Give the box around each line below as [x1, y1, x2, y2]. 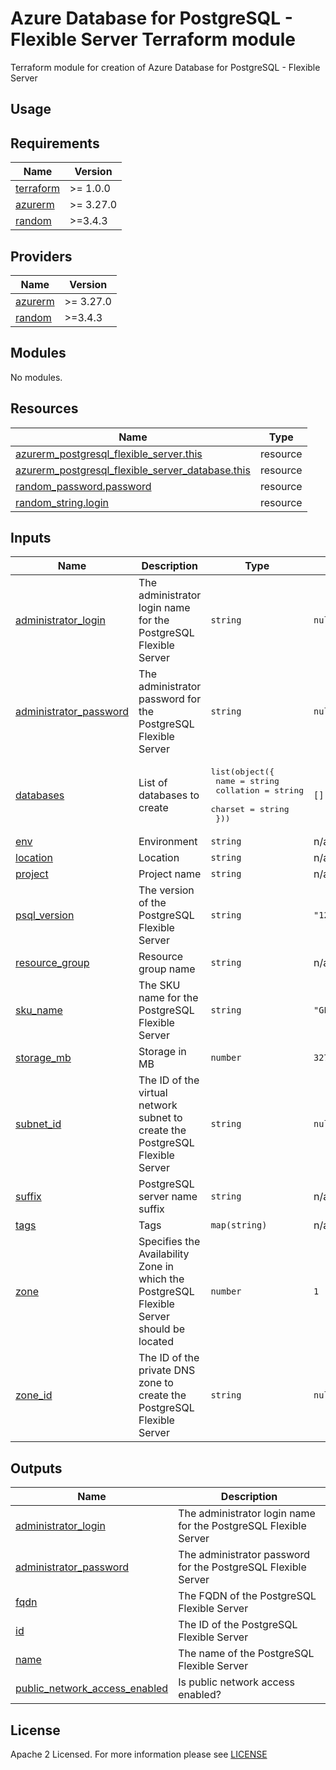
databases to [138, 788, 200, 802]
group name [138, 962, 196, 976]
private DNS [138, 1363, 196, 1377]
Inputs [10, 529, 52, 546]
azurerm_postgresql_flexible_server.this [15, 447, 203, 461]
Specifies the [138, 1235, 201, 1249]
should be [138, 1322, 186, 1336]
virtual [138, 1086, 168, 1100]
